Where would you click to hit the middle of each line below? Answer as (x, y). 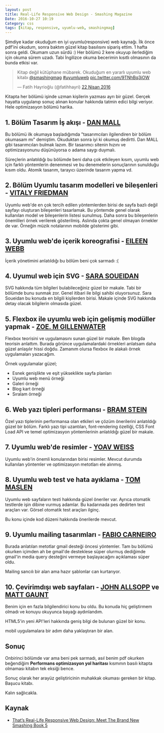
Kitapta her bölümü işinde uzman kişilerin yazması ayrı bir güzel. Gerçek (78, 97)
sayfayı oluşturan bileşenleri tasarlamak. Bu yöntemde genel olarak (73, 210)
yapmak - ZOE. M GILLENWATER (56, 326)
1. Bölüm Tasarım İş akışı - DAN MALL (63, 123)
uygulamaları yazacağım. (30, 354)
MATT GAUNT (27, 595)
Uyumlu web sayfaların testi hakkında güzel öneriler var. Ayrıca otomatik (78, 499)
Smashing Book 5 (30, 725)
